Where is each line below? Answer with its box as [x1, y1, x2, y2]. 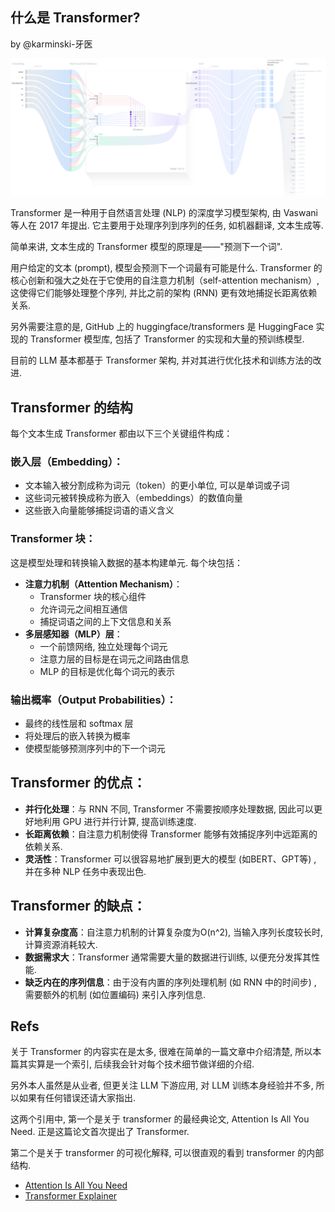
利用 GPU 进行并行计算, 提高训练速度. [42, 815, 197, 827]
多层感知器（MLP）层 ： [24, 628, 123, 640]
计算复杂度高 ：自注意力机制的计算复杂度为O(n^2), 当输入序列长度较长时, [24, 926, 324, 938]
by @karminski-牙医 [10, 38, 93, 50]
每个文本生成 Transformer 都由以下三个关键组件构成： [10, 428, 233, 440]
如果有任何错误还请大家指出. [18, 1092, 137, 1104]
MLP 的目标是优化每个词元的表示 [39, 665, 176, 677]
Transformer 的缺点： [10, 898, 147, 915]
